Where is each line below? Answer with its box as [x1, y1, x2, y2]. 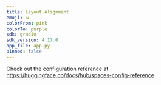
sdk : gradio [6, 32, 36, 38]
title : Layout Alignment [6, 8, 69, 15]
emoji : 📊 [6, 15, 30, 21]
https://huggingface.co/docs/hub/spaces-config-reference [6, 71, 155, 79]
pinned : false [6, 49, 43, 55]
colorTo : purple [6, 25, 47, 32]
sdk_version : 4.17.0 [6, 37, 59, 43]
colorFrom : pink [6, 20, 47, 26]
